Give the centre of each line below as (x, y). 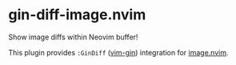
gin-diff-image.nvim (77, 15)
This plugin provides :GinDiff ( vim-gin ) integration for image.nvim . (118, 52)
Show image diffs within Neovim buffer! (73, 37)
